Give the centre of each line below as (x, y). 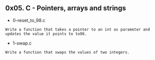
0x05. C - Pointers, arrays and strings (66, 8)
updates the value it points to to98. (46, 34)
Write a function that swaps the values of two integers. (67, 52)
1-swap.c (22, 43)
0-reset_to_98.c (29, 20)
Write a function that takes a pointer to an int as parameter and (78, 29)
